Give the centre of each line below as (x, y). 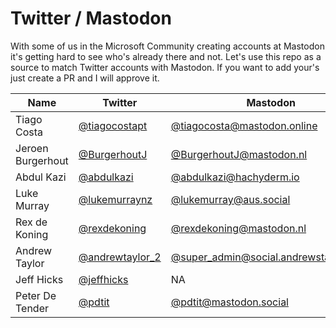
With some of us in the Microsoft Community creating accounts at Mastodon (167, 46)
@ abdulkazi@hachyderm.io (235, 177)
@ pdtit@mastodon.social (229, 302)
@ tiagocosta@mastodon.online (244, 125)
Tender (32, 308)
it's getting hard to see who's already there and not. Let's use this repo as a (166, 56)
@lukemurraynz (115, 199)
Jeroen (32, 148)
